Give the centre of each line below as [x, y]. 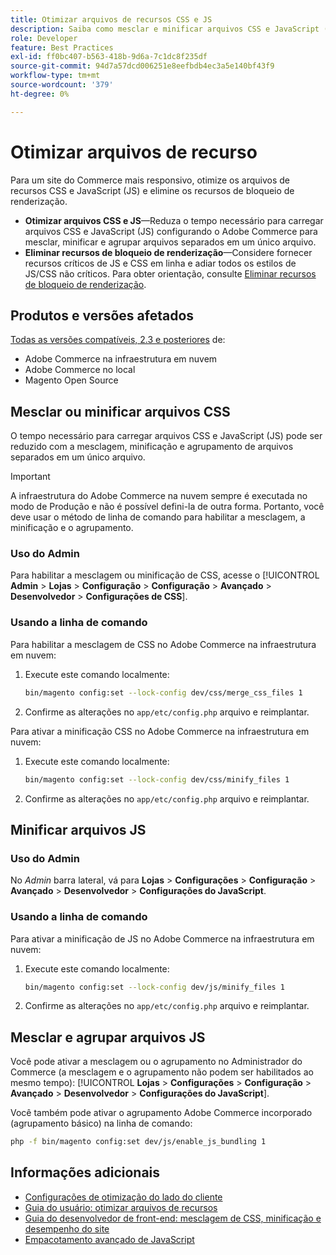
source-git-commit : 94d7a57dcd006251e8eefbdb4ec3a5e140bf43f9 [142, 66]
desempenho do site [67, 1228]
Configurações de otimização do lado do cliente [123, 1197]
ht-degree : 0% [40, 94]
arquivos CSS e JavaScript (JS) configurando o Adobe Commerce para [171, 231]
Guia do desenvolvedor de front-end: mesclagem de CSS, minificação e [173, 1218]
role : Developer [44, 38]
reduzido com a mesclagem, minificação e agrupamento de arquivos [152, 447]
